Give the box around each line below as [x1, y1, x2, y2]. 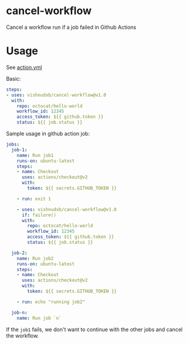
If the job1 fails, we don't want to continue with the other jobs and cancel [6, 326, 183, 333]
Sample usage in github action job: [6, 130, 90, 137]
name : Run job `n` [16, 315, 62, 321]
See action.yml [6, 64, 42, 71]
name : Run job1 [16, 152, 54, 158]
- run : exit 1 [16, 196, 51, 201]
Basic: [6, 75, 21, 82]
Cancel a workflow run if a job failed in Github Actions [6, 24, 136, 31]
